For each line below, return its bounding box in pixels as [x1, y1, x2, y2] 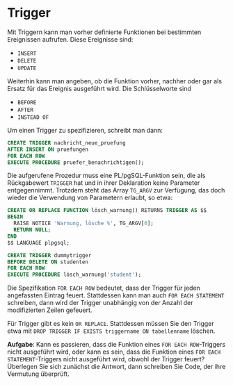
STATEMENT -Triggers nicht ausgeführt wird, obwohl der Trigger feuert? [7, 355, 205, 363]
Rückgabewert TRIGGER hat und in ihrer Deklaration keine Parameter [7, 179, 200, 187]
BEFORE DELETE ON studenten [7, 259, 89, 265]
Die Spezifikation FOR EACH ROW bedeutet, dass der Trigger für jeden [7, 284, 200, 293]
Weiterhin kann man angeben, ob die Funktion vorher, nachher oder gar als [7, 76, 223, 85]
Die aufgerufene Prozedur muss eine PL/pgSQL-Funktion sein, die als [7, 172, 206, 180]
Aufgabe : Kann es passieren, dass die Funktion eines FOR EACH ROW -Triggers [7, 341, 226, 349]
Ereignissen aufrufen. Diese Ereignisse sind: [7, 35, 134, 43]
